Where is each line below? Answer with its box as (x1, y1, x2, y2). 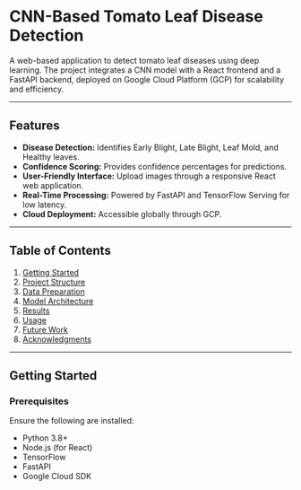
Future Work (21, 324, 69, 335)
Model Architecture (21, 295, 94, 306)
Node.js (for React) (21, 442, 93, 453)
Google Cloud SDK (21, 471, 92, 482)
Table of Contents (9, 243, 112, 258)
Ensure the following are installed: (9, 416, 134, 426)
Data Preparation (21, 285, 85, 297)
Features (9, 118, 60, 134)
